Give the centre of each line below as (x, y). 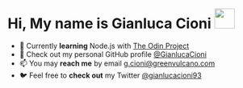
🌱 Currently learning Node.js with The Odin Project (104, 46)
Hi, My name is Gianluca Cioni (109, 24)
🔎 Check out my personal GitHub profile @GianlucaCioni (113, 54)
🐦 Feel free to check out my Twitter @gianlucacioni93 (111, 75)
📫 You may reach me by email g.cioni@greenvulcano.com (117, 63)
